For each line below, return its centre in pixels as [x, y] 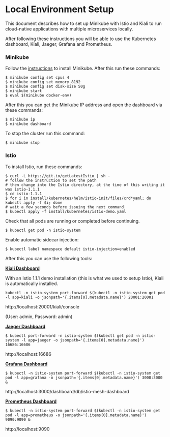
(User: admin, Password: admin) [39, 317]
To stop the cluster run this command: [45, 134]
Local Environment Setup [60, 9]
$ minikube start [24, 91]
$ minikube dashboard [28, 124]
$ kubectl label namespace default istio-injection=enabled [70, 249]
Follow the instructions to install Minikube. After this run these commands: [83, 68]
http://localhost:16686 [29, 354]
